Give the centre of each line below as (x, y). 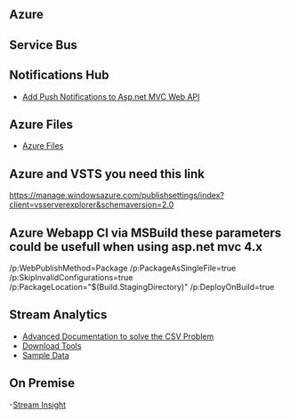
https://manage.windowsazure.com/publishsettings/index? (117, 196)
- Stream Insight (38, 405)
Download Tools (52, 345)
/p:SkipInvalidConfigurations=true (71, 278)
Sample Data (45, 355)
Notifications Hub (59, 75)
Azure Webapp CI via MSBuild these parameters (145, 233)
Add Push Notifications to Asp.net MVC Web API (111, 96)
